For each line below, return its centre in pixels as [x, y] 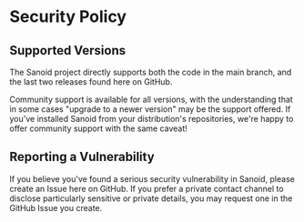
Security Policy [68, 17]
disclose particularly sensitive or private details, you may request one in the [151, 198]
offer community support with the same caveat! [99, 128]
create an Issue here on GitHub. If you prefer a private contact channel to [147, 188]
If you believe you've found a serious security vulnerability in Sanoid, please [152, 178]
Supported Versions [67, 50]
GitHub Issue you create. [56, 207]
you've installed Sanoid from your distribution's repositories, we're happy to [152, 119]
